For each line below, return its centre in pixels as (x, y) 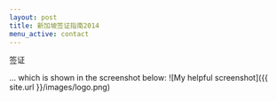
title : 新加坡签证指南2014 (54, 26)
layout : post (33, 17)
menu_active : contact (49, 34)
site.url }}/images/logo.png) (60, 87)
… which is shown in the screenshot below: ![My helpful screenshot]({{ (139, 78)
